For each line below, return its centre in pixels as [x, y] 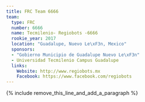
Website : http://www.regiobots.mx [58, 71]
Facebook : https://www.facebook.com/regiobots [74, 76]
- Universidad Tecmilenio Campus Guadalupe [65, 60]
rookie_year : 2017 [34, 38]
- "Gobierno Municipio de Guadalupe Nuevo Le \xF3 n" [76, 55]
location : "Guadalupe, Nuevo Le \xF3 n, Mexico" [69, 44]
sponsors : [23, 50]
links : [19, 66]
